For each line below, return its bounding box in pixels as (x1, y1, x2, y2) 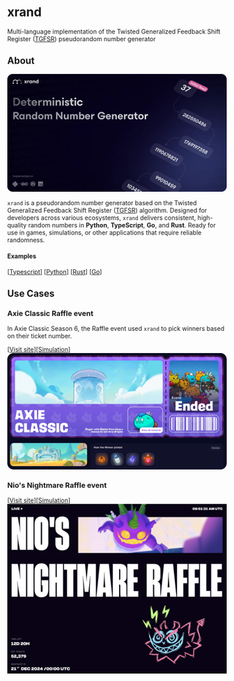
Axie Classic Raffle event (7, 308, 94, 318)
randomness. (7, 236, 45, 244)
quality (7, 221, 27, 230)
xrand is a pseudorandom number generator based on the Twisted (7, 199, 197, 207)
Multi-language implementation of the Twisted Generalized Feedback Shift (7, 27, 221, 36)
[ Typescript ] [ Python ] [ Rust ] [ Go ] (7, 267, 102, 276)
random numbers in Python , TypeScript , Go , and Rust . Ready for (28, 221, 216, 230)
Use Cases (7, 287, 55, 300)
